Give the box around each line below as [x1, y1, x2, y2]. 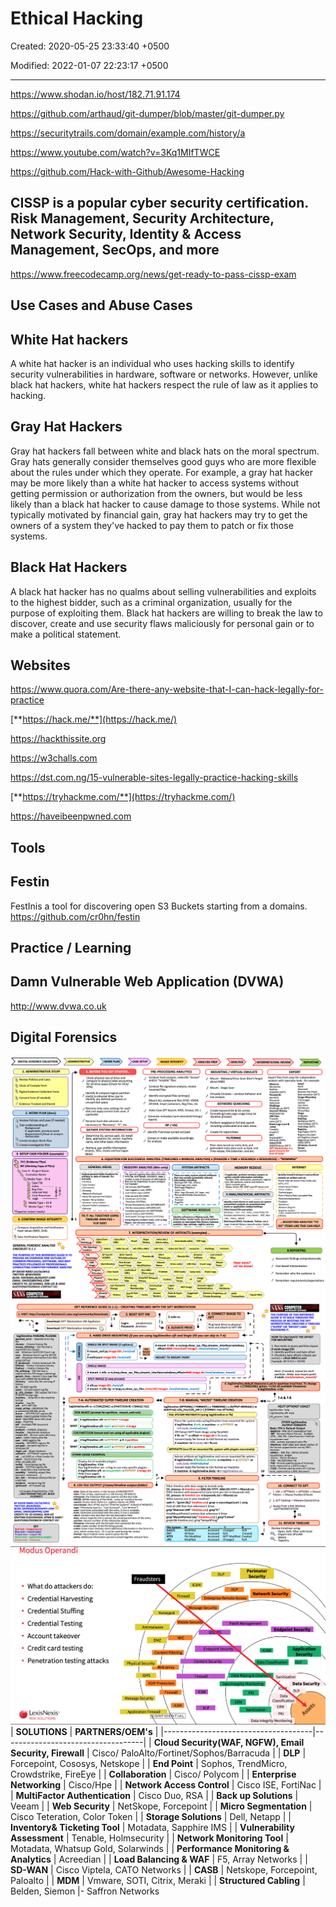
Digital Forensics [10, 1029, 118, 1046]
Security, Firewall [10, 1747, 85, 1759]
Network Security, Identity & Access [10, 226, 242, 243]
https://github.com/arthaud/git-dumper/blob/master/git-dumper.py [10, 107, 285, 119]
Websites [10, 657, 71, 674]
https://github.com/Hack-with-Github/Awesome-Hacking [10, 165, 245, 177]
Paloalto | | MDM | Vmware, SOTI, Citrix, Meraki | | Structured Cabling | [10, 1874, 306, 1886]
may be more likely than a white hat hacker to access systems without [10, 477, 300, 489]
